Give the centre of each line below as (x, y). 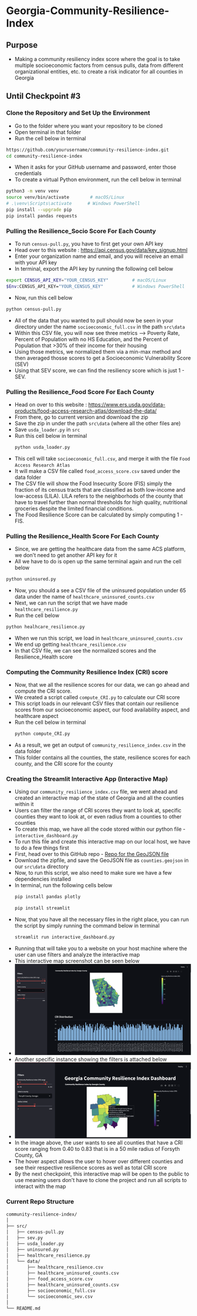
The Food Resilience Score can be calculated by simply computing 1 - (99, 515)
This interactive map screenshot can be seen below (77, 961)
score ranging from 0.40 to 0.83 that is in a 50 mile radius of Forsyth (97, 1149)
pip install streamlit (42, 908)
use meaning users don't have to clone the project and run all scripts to (101, 1180)
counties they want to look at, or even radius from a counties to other (98, 817)
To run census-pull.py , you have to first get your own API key (89, 244)
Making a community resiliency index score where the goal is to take (97, 59)
